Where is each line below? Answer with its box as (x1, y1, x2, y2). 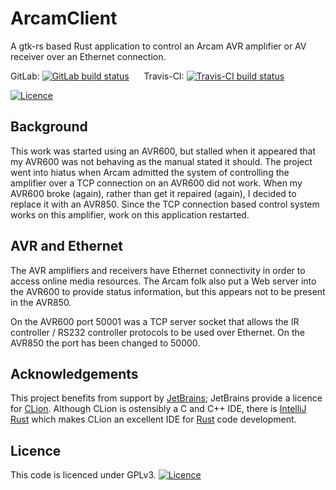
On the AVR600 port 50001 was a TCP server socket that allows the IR (10, 315, 300, 327)
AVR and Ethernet (10, 238, 123, 255)
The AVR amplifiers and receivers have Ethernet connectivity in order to (10, 264, 306, 276)
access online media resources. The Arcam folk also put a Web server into (10, 275, 317, 287)
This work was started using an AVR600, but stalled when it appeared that (10, 145, 317, 157)
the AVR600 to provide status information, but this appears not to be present (10, 285, 326, 297)
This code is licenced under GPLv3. (10, 469, 157, 481)
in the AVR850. (10, 296, 72, 308)
